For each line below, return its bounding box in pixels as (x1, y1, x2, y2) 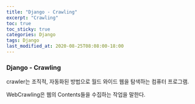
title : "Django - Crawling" (6, 9, 78, 15)
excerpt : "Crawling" (6, 15, 59, 21)
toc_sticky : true (6, 26, 51, 32)
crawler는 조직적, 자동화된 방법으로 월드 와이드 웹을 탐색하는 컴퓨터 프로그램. (6, 78, 190, 86)
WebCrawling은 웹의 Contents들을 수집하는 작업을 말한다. (6, 91, 146, 98)
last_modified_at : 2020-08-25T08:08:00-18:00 (6, 43, 124, 50)
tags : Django (6, 37, 40, 43)
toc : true (6, 20, 32, 26)
